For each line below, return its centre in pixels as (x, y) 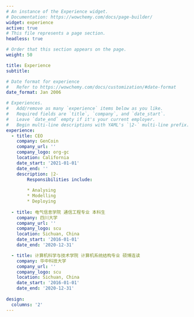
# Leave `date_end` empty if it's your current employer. (81, 119)
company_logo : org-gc (43, 152)
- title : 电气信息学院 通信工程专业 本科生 (58, 212)
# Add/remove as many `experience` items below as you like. (85, 109)
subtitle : (18, 71)
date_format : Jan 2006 (34, 92)
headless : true (25, 39)
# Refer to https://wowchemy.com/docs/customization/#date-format (91, 87)
